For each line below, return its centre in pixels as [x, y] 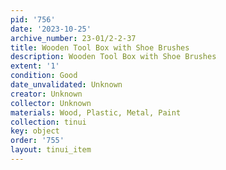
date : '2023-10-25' [51, 29]
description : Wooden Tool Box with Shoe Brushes [113, 57]
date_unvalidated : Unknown [66, 85]
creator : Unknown [46, 94]
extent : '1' [35, 66]
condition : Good [44, 76]
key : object [35, 131]
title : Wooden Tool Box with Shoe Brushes [100, 47]
